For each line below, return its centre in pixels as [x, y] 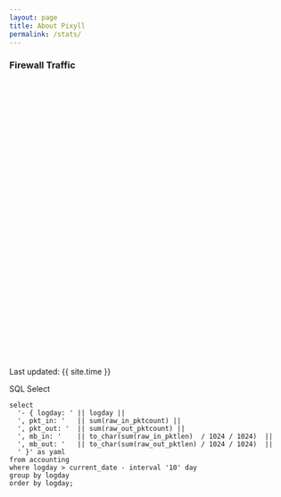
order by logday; [41, 483]
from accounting [39, 460]
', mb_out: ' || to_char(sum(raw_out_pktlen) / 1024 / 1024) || [145, 444]
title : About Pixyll [48, 26]
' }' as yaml [41, 451]
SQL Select [30, 388]
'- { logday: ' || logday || [71, 413]
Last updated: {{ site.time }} [60, 371]
